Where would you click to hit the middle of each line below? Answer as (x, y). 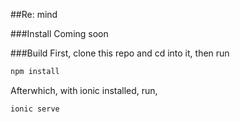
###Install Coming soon (59, 33)
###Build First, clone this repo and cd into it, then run (120, 53)
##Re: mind (34, 14)
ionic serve (35, 109)
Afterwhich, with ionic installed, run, (84, 90)
